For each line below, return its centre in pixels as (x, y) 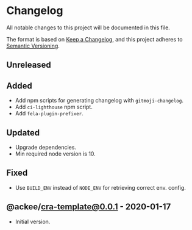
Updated (23, 133)
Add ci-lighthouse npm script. (54, 107)
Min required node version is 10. (55, 154)
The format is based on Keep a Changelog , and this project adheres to (94, 39)
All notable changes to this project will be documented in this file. (88, 27)
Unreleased (29, 65)
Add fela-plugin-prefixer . (49, 113)
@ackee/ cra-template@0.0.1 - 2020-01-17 (89, 207)
